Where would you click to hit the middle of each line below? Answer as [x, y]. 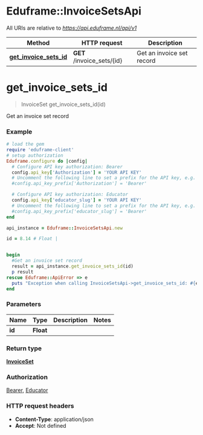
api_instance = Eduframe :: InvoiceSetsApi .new [64, 228]
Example [19, 131]
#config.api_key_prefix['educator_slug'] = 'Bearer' [79, 211]
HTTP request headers [40, 406]
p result [23, 272]
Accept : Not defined [40, 425]
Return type [24, 348]
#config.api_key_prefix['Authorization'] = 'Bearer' [79, 184]
